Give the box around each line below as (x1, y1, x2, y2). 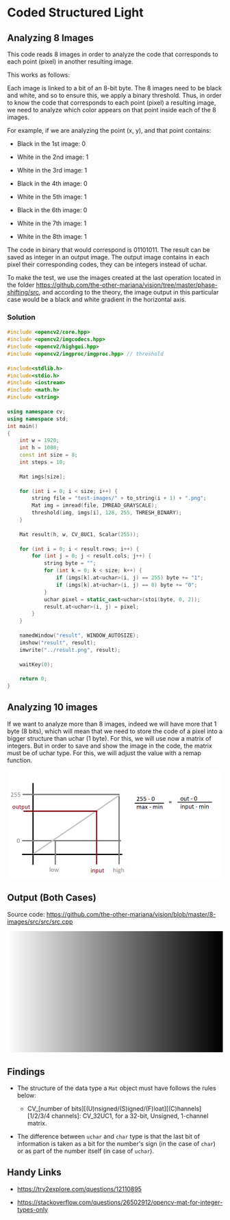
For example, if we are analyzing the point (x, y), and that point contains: (7, 127, 212, 134)
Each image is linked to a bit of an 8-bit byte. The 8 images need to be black (7, 84, 222, 92)
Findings (7, 1066, 46, 1078)
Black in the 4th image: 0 (16, 179, 88, 188)
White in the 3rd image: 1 (16, 166, 88, 174)
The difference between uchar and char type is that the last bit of (16, 1132, 201, 1141)
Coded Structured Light (7, 5, 144, 21)
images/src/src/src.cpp (7, 917, 73, 926)
